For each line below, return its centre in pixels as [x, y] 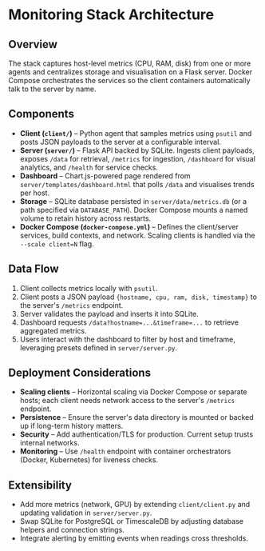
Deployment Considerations [80, 373]
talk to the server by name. [52, 89]
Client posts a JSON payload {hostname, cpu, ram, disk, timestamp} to [138, 297]
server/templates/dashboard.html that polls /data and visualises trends [137, 184]
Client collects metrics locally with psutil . [89, 288]
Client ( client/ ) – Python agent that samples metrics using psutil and [136, 133]
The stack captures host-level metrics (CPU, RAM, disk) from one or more [130, 63]
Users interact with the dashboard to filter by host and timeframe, [127, 339]
